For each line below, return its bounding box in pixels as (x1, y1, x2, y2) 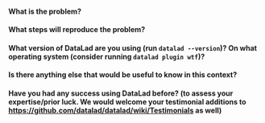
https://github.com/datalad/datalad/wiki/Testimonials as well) (8, 105, 222, 115)
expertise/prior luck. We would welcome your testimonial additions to (8, 96, 247, 106)
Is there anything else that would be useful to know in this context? (8, 70, 238, 80)
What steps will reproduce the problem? (8, 25, 146, 35)
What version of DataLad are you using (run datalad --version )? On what (8, 43, 258, 52)
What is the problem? (8, 6, 82, 16)
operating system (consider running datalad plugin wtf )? (8, 51, 205, 61)
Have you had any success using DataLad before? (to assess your (8, 88, 234, 98)
